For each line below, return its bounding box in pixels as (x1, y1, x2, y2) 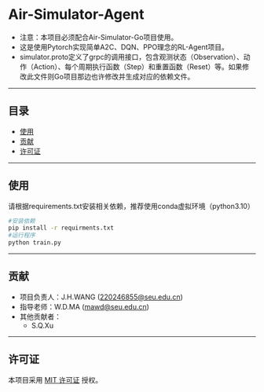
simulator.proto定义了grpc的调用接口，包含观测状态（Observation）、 (19, 52, 244, 61)
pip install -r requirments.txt (8, 224, 114, 233)
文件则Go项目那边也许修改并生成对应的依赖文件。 (33, 71, 195, 81)
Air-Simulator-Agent (8, 5, 145, 24)
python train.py (8, 239, 61, 247)
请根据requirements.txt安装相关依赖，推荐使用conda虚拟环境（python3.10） (8, 201, 255, 211)
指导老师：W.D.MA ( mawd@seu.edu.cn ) (19, 302, 149, 311)
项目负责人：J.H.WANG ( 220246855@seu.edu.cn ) (19, 292, 183, 302)
